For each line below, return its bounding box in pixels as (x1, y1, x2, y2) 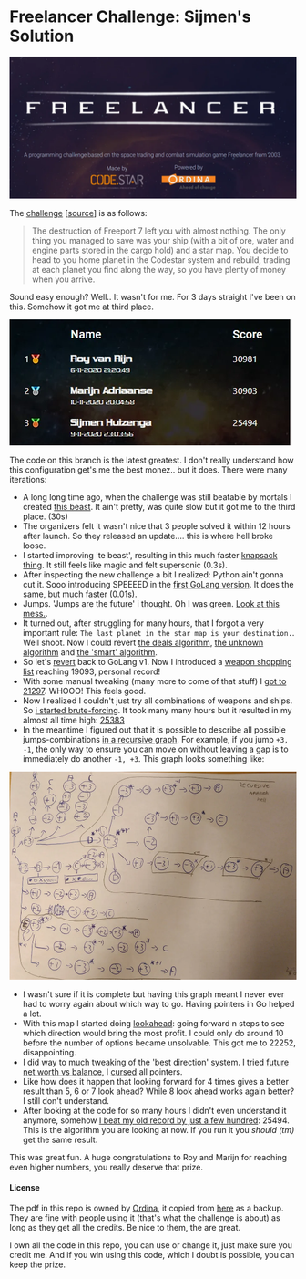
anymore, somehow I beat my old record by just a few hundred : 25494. (22, 1115, 290, 1126)
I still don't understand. (22, 1095, 109, 1106)
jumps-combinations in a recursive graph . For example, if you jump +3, (22, 733, 289, 744)
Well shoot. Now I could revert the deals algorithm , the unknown (22, 637, 264, 648)
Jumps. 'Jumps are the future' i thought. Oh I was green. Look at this (22, 598, 280, 608)
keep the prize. (9, 1259, 66, 1270)
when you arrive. (31, 274, 96, 285)
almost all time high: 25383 (22, 714, 125, 725)
